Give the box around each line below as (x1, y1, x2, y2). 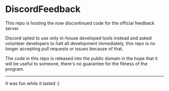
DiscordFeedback (5, 3, 81, 15)
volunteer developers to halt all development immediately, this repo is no (5, 40, 155, 46)
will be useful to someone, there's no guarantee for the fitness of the (5, 60, 147, 66)
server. (5, 25, 20, 31)
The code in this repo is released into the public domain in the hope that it (5, 55, 158, 61)
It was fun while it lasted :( (5, 80, 60, 86)
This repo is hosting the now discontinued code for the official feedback (5, 20, 155, 26)
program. (5, 66, 25, 72)
